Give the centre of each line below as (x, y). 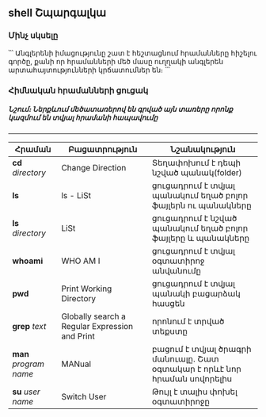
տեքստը (170, 331)
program (28, 364)
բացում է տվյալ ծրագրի (201, 349)
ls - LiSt (76, 195)
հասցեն (168, 303)
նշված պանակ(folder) (197, 172)
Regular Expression (97, 326)
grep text (29, 326)
